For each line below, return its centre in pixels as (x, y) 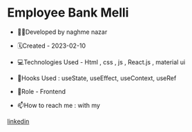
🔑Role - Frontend (41, 91)
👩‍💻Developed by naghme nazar (62, 32)
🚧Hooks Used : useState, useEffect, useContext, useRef (97, 78)
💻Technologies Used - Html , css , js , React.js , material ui (101, 62)
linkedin (18, 121)
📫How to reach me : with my (58, 105)
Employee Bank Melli (68, 13)
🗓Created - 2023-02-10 (51, 46)
